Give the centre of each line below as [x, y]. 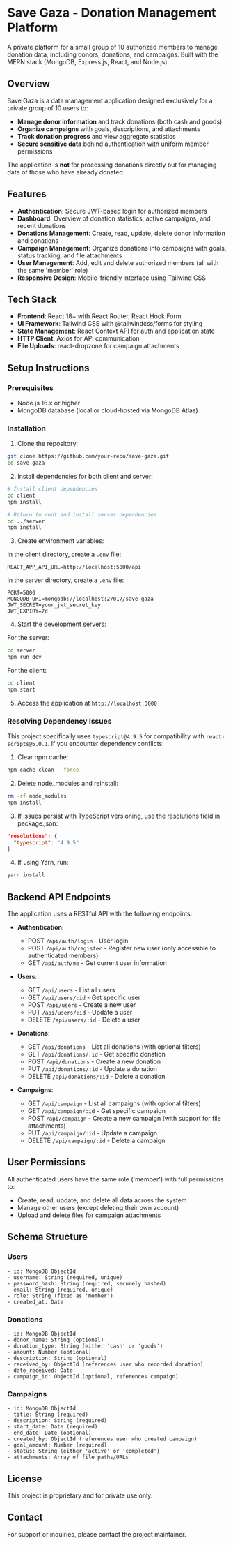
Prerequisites [30, 387]
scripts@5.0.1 [28, 745]
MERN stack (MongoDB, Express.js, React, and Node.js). [88, 61]
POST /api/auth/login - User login [78, 941]
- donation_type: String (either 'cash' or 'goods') [85, 1346]
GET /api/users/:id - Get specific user [84, 998]
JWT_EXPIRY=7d [28, 611]
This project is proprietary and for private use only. [80, 1495]
